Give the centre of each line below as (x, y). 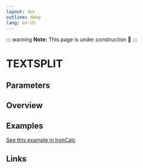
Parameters (28, 85)
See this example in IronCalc (41, 140)
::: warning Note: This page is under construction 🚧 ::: (72, 40)
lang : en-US (21, 23)
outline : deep (24, 17)
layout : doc (21, 12)
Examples (25, 126)
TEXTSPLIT (35, 64)
